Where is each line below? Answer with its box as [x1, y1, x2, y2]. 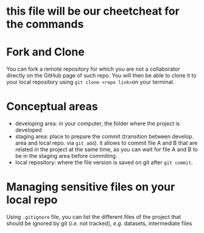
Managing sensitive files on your [6, 180, 175, 194]
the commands [6, 17, 84, 31]
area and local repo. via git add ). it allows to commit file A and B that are [15, 139, 198, 147]
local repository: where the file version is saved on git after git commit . [15, 159, 193, 166]
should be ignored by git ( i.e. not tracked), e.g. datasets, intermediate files [6, 220, 192, 227]
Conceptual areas [6, 99, 99, 113]
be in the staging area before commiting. [15, 152, 118, 160]
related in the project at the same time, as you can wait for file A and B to [15, 146, 198, 153]
